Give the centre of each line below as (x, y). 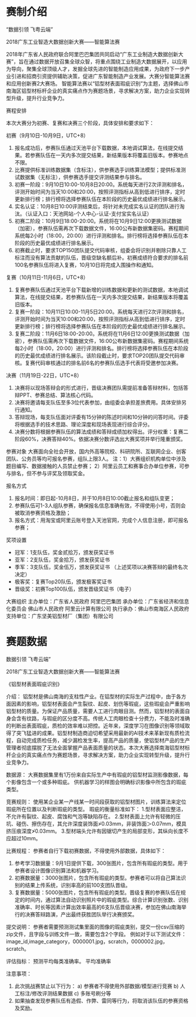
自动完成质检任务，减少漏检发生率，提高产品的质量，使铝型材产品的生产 (103, 740)
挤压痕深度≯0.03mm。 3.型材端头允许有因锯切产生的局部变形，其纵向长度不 (97, 831)
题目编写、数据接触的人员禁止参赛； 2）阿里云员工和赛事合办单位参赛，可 (95, 466)
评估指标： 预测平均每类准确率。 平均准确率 (59, 961)
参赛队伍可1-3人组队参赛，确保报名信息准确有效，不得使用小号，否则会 (100, 505)
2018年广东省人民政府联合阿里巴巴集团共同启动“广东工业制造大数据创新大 (95, 54)
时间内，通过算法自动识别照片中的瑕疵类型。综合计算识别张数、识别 (106, 899)
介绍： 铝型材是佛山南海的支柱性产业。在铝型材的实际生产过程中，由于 (91, 696)
